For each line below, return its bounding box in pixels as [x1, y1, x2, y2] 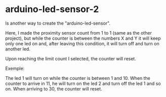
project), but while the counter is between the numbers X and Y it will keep [5, 35, 161, 41]
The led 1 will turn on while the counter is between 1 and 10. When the [5, 75, 151, 81]
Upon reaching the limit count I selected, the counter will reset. [5, 55, 137, 61]
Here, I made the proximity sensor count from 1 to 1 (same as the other [5, 30, 152, 36]
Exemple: [5, 65, 25, 71]
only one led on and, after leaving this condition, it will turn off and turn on [5, 40, 159, 46]
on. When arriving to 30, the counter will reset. [5, 85, 102, 91]
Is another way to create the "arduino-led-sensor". [5, 20, 110, 26]
